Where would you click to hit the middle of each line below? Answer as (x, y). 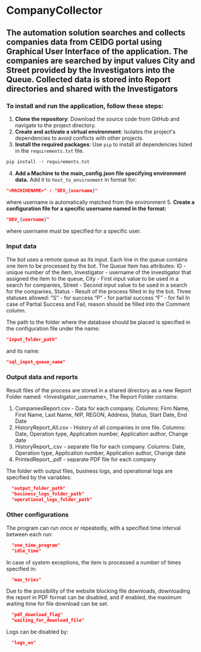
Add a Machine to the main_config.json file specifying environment (100, 173)
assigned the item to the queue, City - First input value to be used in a (92, 278)
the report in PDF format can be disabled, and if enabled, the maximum (94, 597)
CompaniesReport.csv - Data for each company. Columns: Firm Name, (102, 408)
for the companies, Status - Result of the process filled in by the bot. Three (99, 291)
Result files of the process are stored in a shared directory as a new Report (99, 390)
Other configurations (37, 515)
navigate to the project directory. (55, 125)
